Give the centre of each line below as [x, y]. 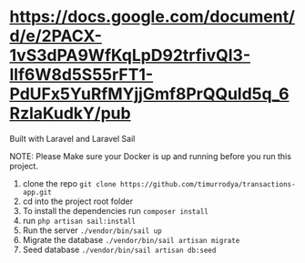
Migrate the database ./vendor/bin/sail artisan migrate [131, 239]
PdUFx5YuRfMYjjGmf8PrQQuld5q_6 [149, 94]
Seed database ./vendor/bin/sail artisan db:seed [119, 249]
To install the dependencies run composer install [116, 210]
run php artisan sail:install [79, 220]
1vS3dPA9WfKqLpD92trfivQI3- [130, 56]
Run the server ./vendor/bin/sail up [92, 230]
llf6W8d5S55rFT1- [81, 75]
